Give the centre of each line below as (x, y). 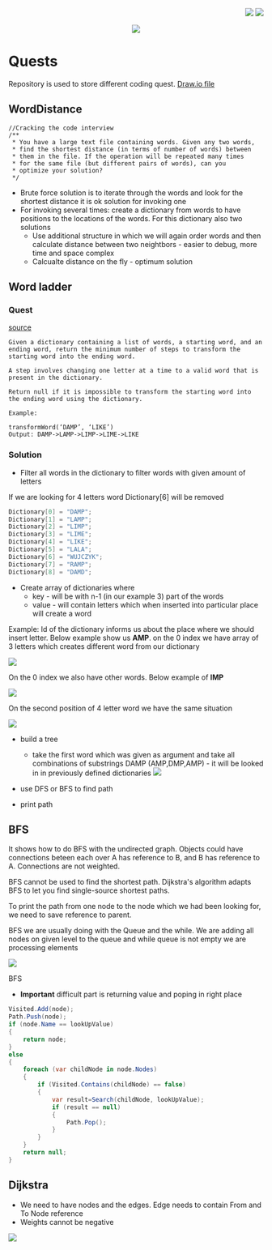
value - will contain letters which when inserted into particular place (145, 604)
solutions (35, 227)
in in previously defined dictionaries (91, 773)
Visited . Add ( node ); (41, 1009)
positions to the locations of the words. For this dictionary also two (131, 218)
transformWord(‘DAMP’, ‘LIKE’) (61, 428)
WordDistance (45, 109)
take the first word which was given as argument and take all (133, 754)
